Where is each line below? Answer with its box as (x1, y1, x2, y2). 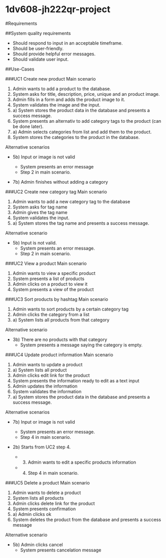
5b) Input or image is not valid (12, 154, 75, 160)
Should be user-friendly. (12, 45, 64, 51)
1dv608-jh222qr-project (5, 4, 111, 15)
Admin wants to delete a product (12, 490, 81, 496)
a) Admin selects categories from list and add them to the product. (12, 128, 152, 135)
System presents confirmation (12, 506, 76, 512)
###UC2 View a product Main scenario (5, 260, 87, 266)
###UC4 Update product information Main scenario (5, 352, 113, 358)
